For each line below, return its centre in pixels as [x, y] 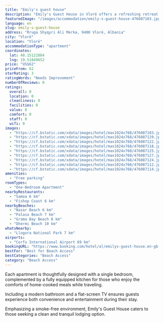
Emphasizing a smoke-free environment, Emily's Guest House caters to [77, 309]
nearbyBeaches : [20, 206]
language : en [18, 23]
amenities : [16, 174]
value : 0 [18, 110]
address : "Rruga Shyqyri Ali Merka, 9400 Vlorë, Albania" [65, 32]
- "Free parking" [27, 178]
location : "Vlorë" [24, 42]
